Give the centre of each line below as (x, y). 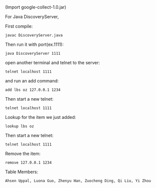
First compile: (19, 26)
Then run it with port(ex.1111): (35, 44)
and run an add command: (32, 81)
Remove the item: (23, 153)
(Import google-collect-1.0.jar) (36, 7)
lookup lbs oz (20, 126)
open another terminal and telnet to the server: (53, 63)
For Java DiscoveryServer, (32, 17)
